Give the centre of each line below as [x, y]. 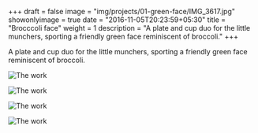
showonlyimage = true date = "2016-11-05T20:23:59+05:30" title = [117, 20]
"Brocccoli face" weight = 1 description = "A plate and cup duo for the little [129, 28]
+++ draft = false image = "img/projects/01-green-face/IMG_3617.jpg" [122, 11]
